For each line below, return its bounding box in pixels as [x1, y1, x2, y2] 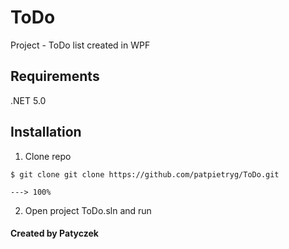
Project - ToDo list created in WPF [10, 39, 151, 51]
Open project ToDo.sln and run [24, 204, 152, 216]
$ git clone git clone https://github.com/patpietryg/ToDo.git [10, 169, 280, 180]
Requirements [10, 68, 100, 85]
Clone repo [24, 150, 72, 162]
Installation [10, 124, 82, 141]
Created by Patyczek [10, 227, 99, 240]
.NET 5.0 [10, 94, 47, 106]
